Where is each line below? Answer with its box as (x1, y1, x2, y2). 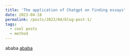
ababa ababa (5, 45, 33, 51)
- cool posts (10, 26, 38, 32)
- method (10, 31, 28, 36)
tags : (5, 21, 17, 27)
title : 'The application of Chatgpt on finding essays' (5, 7, 126, 13)
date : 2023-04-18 (5, 12, 42, 17)
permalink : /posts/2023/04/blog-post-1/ (5, 17, 92, 22)
